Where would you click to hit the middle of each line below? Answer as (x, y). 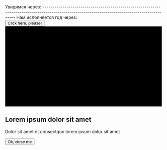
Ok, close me (20, 142)
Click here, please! (25, 23)
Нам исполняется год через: (47, 17)
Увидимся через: (23, 7)
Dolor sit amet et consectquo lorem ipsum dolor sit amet (63, 131)
